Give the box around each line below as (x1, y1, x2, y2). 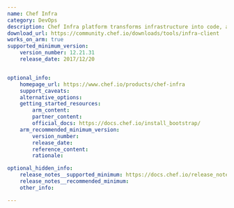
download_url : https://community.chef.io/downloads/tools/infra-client (7, 29, 219, 37)
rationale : (32, 152, 64, 159)
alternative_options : (19, 94, 82, 101)
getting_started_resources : (19, 101, 101, 107)
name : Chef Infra (7, 10, 58, 17)
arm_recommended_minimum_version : (19, 126, 120, 133)
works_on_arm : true (7, 36, 64, 43)
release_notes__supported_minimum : (19, 172, 123, 179)
